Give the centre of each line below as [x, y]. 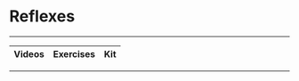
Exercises [74, 53]
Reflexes [42, 16]
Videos [29, 53]
